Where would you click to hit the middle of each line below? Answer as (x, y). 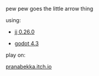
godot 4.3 (27, 43)
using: (13, 20)
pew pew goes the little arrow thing (49, 9)
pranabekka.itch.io (29, 66)
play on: (16, 55)
